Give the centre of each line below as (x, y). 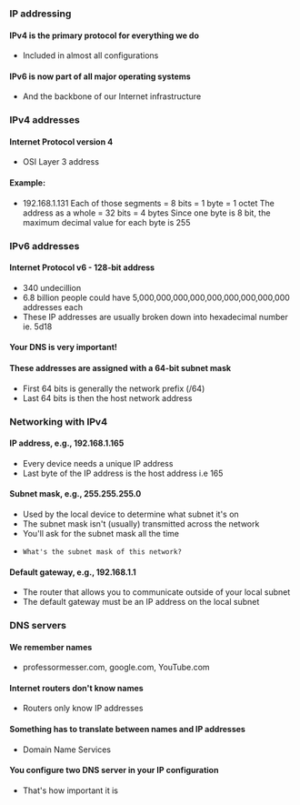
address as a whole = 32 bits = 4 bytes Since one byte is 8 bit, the (146, 213)
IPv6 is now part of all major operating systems (100, 76)
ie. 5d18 (37, 327)
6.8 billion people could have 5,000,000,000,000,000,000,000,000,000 (156, 297)
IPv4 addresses (45, 120)
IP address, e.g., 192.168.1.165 (67, 443)
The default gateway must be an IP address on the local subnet (141, 602)
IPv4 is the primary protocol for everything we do (105, 35)
